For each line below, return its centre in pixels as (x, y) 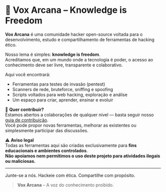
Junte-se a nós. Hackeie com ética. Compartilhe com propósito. (70, 175)
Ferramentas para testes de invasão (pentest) (59, 84)
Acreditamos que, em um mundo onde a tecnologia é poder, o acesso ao (79, 59)
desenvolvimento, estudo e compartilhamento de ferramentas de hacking (80, 40)
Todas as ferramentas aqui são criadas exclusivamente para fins (71, 145)
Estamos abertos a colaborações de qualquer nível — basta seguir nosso (80, 115)
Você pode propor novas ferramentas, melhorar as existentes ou (71, 125)
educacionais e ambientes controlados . (46, 150)
